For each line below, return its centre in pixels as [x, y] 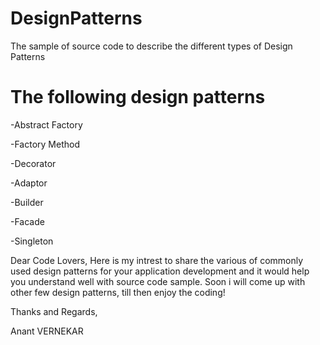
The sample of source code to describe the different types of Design [151, 46]
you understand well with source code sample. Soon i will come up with [158, 281]
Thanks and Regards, [54, 311]
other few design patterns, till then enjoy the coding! [118, 292]
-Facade [27, 221]
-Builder [27, 202]
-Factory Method [45, 144]
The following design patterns [138, 97]
